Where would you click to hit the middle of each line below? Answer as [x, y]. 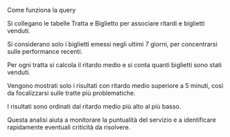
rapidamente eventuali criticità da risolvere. [69, 127]
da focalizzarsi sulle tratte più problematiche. [71, 93]
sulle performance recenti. [45, 52]
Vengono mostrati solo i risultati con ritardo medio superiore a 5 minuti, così [115, 85]
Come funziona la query [42, 10]
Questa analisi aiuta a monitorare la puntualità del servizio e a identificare [112, 120]
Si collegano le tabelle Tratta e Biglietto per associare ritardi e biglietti [106, 23]
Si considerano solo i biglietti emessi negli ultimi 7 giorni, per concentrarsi [113, 44]
